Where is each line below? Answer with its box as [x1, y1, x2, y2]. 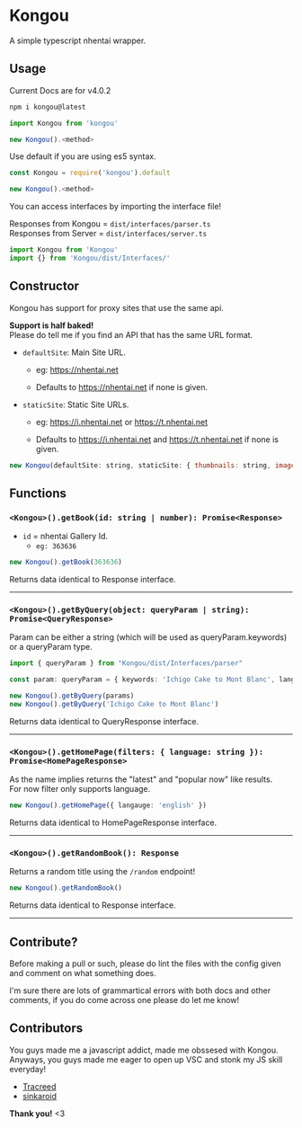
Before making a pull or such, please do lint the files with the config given [9, 958, 281, 969]
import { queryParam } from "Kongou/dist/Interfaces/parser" [9, 659, 244, 668]
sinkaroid [22, 1090, 57, 1101]
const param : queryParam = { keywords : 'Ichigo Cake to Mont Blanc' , [9, 675, 276, 684]
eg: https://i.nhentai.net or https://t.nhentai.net [35, 416, 209, 427]
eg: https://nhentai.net [35, 364, 119, 375]
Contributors [9, 1021, 84, 1036]
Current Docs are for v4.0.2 [9, 84, 111, 95]
